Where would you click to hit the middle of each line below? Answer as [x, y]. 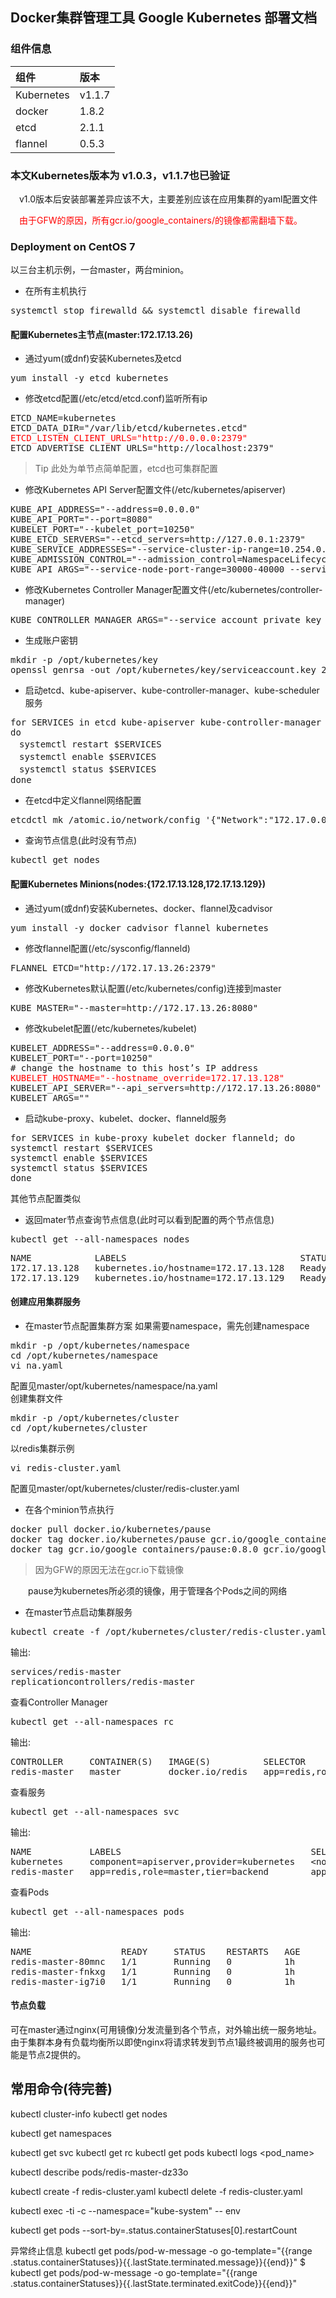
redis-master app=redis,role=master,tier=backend [140, 1871]
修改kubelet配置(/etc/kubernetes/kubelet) [111, 1028]
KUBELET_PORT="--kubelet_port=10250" [103, 529]
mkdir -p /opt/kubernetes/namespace [100, 1345]
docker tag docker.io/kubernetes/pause [108, 1539]
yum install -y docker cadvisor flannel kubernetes [140, 927]
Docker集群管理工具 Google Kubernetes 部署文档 [164, 18]
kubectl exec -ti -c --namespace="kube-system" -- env [125, 2210]
